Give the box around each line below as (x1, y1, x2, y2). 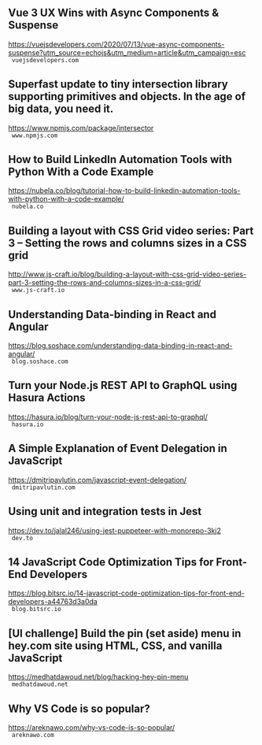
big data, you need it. (8, 102, 114, 116)
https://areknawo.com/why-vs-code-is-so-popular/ (8, 722, 175, 732)
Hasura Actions (8, 391, 86, 405)
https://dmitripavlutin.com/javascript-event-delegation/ (8, 475, 187, 484)
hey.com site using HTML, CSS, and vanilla (8, 639, 223, 652)
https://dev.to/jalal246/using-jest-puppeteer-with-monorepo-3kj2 (8, 525, 222, 535)
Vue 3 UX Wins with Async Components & (8, 6, 220, 20)
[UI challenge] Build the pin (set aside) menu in (8, 626, 242, 640)
